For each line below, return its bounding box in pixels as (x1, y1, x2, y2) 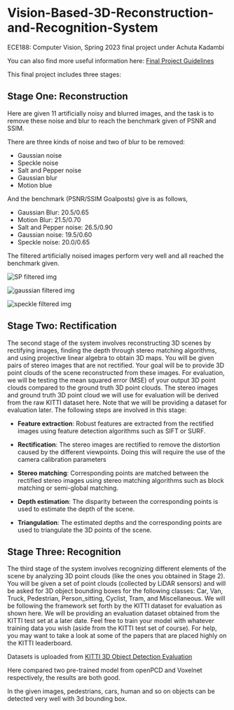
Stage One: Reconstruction (7, 90, 128, 102)
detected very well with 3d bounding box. (7, 695, 128, 703)
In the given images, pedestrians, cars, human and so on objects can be (7, 687, 215, 695)
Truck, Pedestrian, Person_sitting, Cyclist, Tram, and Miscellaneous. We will (7, 594, 226, 603)
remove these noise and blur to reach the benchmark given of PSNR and (7, 116, 216, 125)
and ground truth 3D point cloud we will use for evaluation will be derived (7, 390, 219, 399)
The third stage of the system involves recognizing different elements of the (7, 564, 226, 573)
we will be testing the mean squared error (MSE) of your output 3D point (7, 376, 216, 384)
